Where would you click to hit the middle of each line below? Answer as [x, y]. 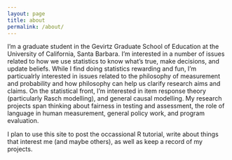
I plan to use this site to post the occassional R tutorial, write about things [113, 134]
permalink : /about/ [36, 27]
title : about [26, 20]
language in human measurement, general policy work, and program [106, 113]
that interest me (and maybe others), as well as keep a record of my [105, 142]
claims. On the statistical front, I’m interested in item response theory [107, 91]
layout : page [26, 14]
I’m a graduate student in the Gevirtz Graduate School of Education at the [113, 47]
